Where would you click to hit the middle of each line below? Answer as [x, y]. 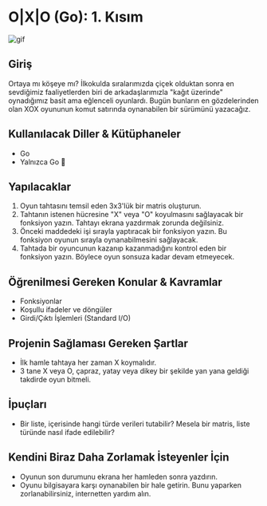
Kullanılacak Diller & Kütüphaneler [95, 134]
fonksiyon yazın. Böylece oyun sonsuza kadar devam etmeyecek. [127, 257]
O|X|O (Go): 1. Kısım [76, 17]
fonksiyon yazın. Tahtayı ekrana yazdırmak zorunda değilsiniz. [122, 223]
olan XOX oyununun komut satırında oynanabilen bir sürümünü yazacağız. [130, 109]
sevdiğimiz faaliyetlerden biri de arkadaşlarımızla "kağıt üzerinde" [116, 92]
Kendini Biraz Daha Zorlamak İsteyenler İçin [119, 458]
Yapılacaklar [40, 186]
